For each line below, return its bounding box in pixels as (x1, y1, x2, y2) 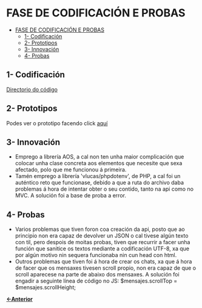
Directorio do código (6, 86, 58, 93)
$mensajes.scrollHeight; (15, 284, 76, 291)
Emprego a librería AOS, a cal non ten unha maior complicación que (15, 153, 184, 160)
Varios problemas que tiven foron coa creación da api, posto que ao (15, 225, 185, 233)
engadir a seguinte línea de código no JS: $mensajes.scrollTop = (15, 277, 178, 285)
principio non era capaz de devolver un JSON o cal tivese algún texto (15, 232, 189, 239)
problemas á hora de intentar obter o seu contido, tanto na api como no (15, 185, 194, 193)
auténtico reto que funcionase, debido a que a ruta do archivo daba (15, 179, 184, 187)
